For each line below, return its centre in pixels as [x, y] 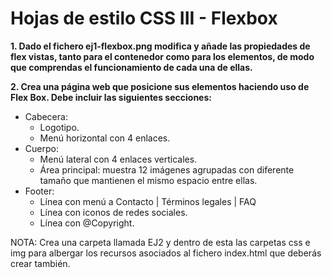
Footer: [39, 191]
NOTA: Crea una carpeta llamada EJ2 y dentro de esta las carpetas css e [160, 242]
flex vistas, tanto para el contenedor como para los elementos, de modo [162, 56]
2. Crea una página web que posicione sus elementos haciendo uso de [160, 86]
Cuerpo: [41, 148]
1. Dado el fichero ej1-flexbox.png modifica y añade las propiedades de [160, 46]
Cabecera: [46, 116]
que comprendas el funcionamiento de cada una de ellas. [131, 67]
